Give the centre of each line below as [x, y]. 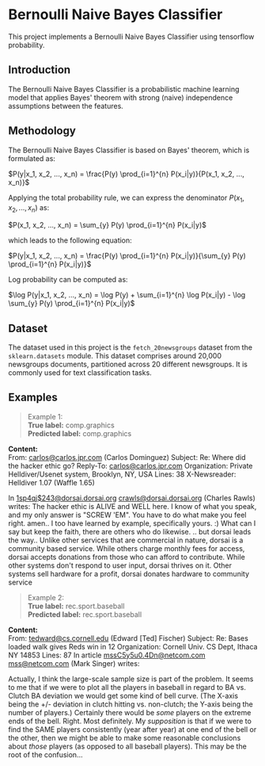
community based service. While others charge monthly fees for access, [127, 548]
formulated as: [32, 158]
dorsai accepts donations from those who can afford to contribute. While [127, 557]
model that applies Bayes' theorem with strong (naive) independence [121, 98]
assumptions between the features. [66, 105]
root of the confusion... [45, 754]
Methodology [42, 131]
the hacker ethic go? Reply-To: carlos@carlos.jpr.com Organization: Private [131, 465]
